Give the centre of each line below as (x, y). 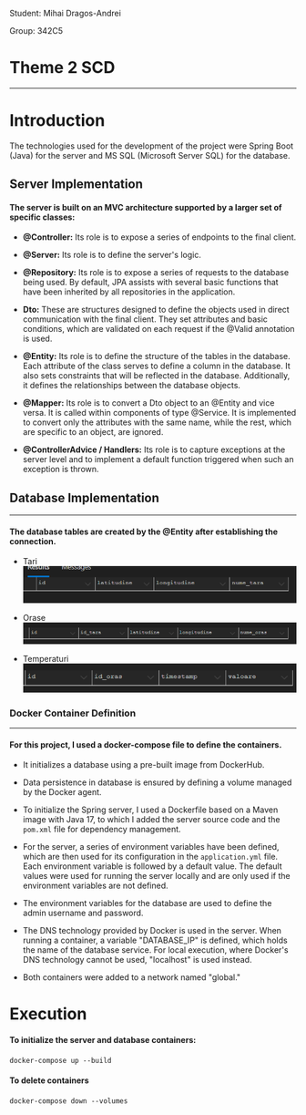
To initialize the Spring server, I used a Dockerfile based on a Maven (150, 810)
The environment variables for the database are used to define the (147, 903)
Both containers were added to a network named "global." (132, 977)
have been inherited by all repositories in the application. (129, 292)
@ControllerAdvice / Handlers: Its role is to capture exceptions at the (154, 449)
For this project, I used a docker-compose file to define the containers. (146, 744)
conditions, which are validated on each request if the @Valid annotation (158, 329)
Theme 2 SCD (62, 68)
